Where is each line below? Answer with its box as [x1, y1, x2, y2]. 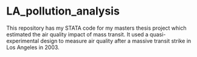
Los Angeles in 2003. [6, 44, 60, 51]
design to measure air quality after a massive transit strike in [40, 37, 192, 44]
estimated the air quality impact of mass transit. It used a [6, 30, 149, 38]
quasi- [150, 30, 166, 38]
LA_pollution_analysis [6, 4, 120, 18]
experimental [6, 37, 40, 44]
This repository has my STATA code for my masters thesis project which [6, 24, 187, 32]
